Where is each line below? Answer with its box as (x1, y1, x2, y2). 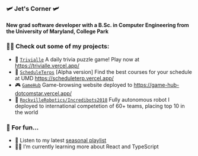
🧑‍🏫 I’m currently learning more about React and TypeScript (14, 143, 159, 150)
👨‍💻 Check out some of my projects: (6, 43, 110, 51)
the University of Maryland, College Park (6, 28, 108, 35)
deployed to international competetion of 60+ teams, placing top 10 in (14, 102, 185, 109)
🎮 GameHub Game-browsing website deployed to (14, 81, 133, 88)
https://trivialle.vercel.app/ (14, 62, 80, 69)
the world (14, 108, 39, 116)
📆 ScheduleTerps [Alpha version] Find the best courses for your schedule (14, 68, 193, 75)
